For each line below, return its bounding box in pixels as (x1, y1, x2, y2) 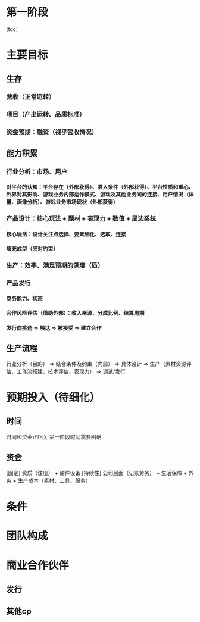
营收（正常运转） (6, 93, 55, 101)
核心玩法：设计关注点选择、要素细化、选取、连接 (6, 230, 126, 237)
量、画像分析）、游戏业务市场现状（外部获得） (6, 198, 118, 205)
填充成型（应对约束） (6, 245, 58, 252)
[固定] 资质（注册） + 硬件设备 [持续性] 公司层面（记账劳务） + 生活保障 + (6, 469, 187, 476)
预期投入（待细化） (6, 390, 101, 404)
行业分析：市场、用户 (6, 167, 67, 176)
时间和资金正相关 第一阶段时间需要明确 (6, 433, 102, 440)
